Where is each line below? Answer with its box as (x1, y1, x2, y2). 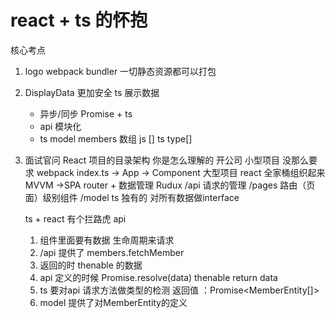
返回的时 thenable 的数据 (39, 259, 143, 271)
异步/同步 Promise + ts (39, 107, 133, 120)
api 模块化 (39, 120, 82, 132)
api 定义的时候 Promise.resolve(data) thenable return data (39, 271, 278, 283)
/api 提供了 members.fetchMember (39, 246, 185, 258)
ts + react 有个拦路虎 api (24, 212, 127, 225)
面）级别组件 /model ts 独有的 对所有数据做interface (24, 191, 240, 203)
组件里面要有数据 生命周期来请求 (39, 234, 175, 246)
